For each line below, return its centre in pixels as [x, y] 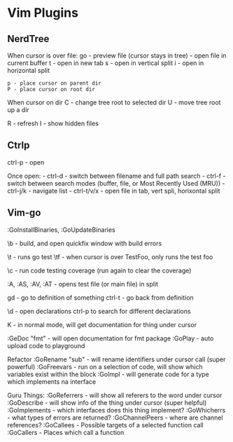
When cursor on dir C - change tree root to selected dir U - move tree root [114, 102]
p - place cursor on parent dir [54, 83]
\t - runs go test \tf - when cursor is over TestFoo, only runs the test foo [110, 256]
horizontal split [29, 70]
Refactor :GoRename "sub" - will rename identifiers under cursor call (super [116, 359]
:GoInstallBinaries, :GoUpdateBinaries [61, 230]
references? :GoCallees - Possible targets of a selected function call [106, 424]
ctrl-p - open [26, 162]
